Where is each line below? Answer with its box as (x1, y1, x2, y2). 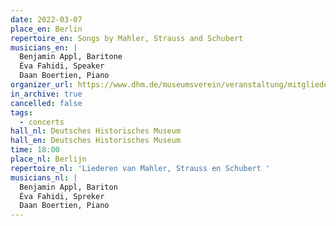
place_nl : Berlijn (10, 154, 87, 164)
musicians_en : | (10, 42, 78, 53)
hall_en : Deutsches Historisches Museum (10, 136, 182, 146)
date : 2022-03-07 (10, 14, 83, 25)
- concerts (19, 117, 65, 127)
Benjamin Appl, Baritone (19, 52, 123, 62)
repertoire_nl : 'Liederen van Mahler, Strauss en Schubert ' (10, 163, 271, 173)
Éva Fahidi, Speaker (19, 61, 105, 71)
